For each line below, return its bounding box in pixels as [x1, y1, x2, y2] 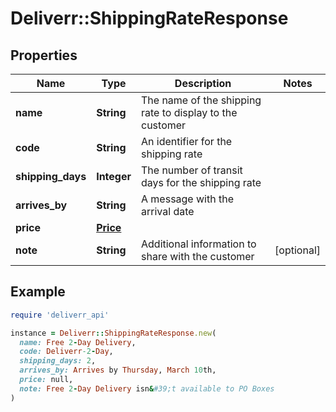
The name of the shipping [141, 93, 262, 107]
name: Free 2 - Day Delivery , [19, 337, 137, 347]
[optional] [274, 243, 321, 257]
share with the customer [141, 250, 255, 263]
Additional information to [141, 237, 257, 251]
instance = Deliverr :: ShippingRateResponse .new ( [10, 328, 217, 338]
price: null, [19, 375, 74, 385]
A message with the [141, 192, 234, 206]
